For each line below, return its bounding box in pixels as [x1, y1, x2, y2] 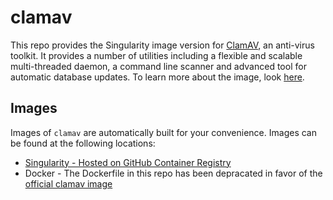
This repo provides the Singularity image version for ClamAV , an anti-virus [10, 39, 315, 51]
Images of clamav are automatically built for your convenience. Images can [10, 126, 317, 138]
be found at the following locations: [10, 137, 156, 149]
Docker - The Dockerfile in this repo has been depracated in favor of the [24, 167, 323, 179]
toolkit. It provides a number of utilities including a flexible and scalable [10, 49, 303, 61]
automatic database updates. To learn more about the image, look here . [10, 71, 305, 83]
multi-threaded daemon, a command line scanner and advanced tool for [10, 60, 307, 72]
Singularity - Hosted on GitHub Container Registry [24, 156, 232, 168]
